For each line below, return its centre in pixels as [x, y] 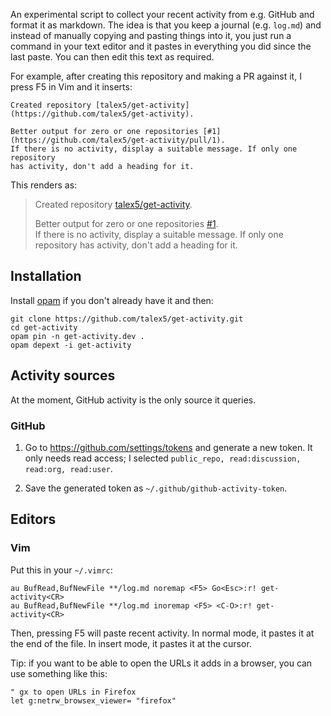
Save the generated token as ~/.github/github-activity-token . [156, 488]
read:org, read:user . [68, 468]
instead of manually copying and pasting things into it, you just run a [151, 35]
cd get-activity [44, 327]
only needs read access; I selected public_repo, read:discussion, [163, 458]
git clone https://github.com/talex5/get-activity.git [127, 319]
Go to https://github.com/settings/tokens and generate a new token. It [168, 447]
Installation [46, 276]
